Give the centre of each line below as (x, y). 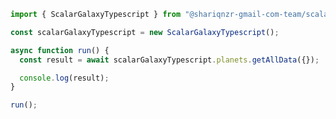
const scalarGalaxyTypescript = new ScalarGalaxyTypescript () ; (145, 32)
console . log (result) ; (64, 78)
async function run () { (60, 50)
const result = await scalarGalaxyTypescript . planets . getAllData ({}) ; (169, 60)
